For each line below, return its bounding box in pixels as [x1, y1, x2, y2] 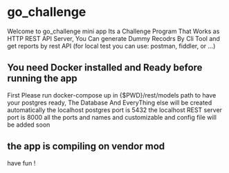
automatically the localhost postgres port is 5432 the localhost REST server [7, 105, 223, 114]
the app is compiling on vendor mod [7, 140, 165, 152]
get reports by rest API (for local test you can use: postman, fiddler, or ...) [7, 42, 216, 50]
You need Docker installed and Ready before [7, 62, 203, 73]
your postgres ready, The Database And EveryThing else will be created [7, 98, 212, 107]
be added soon [7, 120, 51, 129]
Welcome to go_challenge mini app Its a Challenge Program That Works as [7, 27, 220, 35]
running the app [7, 73, 77, 84]
